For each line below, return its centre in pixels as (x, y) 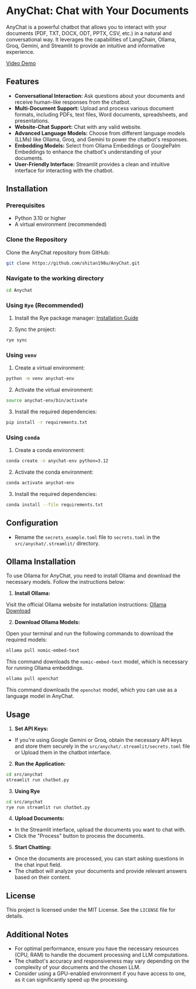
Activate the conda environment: (54, 472)
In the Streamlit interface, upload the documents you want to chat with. (100, 830)
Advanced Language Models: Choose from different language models (100, 133)
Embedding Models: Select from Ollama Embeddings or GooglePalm (97, 145)
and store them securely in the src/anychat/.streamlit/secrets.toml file (102, 746)
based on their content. (43, 877)
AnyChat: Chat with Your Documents (97, 11)
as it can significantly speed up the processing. (71, 980)
